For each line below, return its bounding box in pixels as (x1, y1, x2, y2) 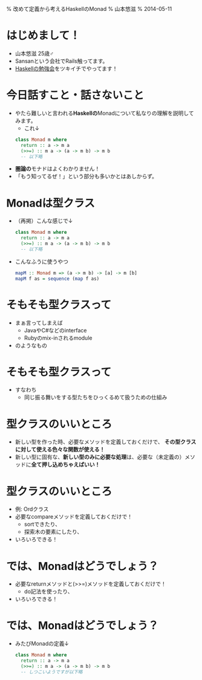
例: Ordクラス (15, 505, 49, 513)
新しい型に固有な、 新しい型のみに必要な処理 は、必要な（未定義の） (15, 453, 185, 461)
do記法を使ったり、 (24, 588, 74, 595)
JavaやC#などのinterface (24, 326, 87, 334)
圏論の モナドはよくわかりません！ (15, 165, 100, 172)
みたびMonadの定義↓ (15, 640, 70, 647)
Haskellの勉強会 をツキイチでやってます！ (15, 65, 118, 72)
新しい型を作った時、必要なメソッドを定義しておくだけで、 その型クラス (15, 438, 197, 445)
